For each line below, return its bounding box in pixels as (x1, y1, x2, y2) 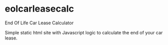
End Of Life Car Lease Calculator (5, 20, 74, 26)
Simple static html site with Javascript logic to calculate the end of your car (5, 29, 163, 35)
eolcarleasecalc (5, 3, 75, 15)
